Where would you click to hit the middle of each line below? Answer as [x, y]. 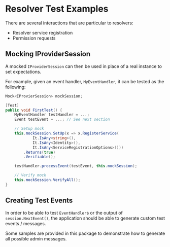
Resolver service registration [43, 32]
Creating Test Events [39, 201]
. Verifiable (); [40, 157]
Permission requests [34, 38]
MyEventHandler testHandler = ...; [52, 115]
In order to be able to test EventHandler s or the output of [64, 213]
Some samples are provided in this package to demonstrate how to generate [85, 233]
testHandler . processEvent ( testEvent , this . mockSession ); [76, 166]
